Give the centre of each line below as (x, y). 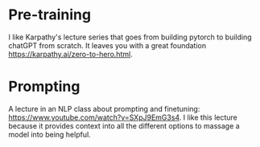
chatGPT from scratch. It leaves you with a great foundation (107, 45)
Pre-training (50, 15)
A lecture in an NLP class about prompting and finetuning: (104, 108)
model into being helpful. (50, 134)
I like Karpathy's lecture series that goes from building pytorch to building (130, 37)
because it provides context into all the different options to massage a (124, 125)
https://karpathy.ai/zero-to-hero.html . (70, 54)
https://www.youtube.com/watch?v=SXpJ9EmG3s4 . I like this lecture (123, 117)
